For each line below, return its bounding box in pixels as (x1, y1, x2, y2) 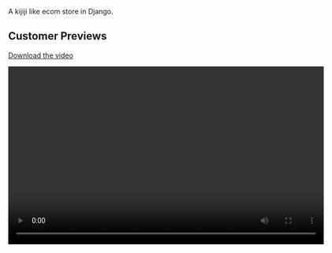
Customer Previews (8, 29, 107, 43)
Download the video (8, 51, 73, 60)
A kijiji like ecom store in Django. (8, 7, 114, 16)
